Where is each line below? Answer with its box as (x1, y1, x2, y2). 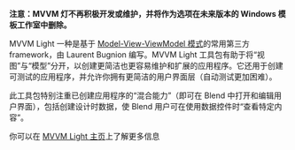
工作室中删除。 (16, 19, 72, 30)
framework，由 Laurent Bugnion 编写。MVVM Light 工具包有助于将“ (9, 49, 258, 60)
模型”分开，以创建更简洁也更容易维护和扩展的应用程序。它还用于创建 (31, 61, 283, 71)
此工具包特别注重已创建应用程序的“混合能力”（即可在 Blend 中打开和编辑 (9, 90, 275, 101)
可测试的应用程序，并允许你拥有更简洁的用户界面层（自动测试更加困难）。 (9, 71, 277, 82)
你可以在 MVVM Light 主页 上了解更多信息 (9, 131, 160, 141)
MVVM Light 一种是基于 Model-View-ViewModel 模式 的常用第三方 (9, 39, 250, 49)
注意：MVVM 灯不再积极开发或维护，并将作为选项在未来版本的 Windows (9, 9, 276, 19)
